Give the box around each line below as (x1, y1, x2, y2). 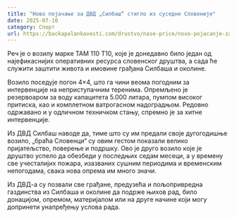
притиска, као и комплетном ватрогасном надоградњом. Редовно (7, 100, 209, 109)
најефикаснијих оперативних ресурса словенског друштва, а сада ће (7, 57, 217, 66)
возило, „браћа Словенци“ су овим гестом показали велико (7, 137, 188, 145)
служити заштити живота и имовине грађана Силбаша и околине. (7, 64, 207, 73)
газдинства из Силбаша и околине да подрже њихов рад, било (7, 188, 197, 196)
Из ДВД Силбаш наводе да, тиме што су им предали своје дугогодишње (7, 129, 228, 138)
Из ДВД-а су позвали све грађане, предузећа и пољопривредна (7, 181, 203, 189)
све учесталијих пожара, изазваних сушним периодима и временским (7, 159, 222, 168)
